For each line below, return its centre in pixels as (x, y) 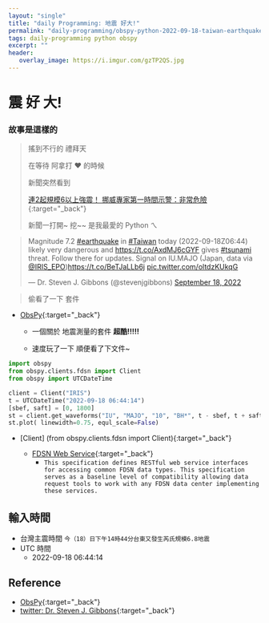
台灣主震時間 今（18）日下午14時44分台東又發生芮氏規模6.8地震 (115, 539)
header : (21, 53)
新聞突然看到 (49, 183)
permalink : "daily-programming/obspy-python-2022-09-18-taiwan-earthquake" (137, 30)
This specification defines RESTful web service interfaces (146, 463)
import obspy (30, 364)
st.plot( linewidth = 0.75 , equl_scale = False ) (84, 423)
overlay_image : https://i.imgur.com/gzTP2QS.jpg (101, 61)
